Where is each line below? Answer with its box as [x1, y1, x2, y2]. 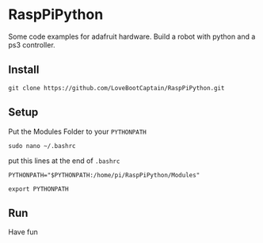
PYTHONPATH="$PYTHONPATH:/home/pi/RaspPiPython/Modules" [8, 171, 200, 179]
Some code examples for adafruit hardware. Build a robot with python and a [8, 32, 256, 41]
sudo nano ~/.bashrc [8, 142, 77, 150]
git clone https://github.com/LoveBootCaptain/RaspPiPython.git [8, 84, 225, 92]
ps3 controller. [8, 40, 55, 49]
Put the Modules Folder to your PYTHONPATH [8, 127, 147, 136]
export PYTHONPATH [8, 184, 69, 193]
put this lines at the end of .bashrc [8, 156, 120, 165]
